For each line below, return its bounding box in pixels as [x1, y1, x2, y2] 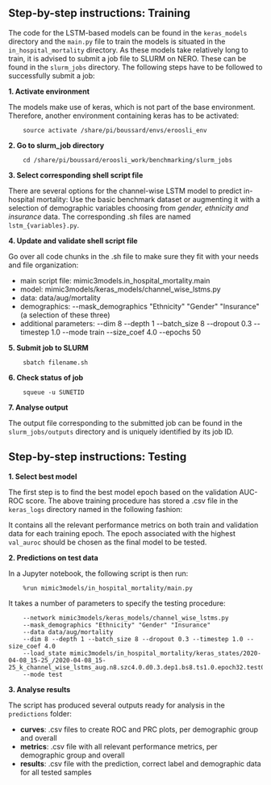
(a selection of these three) [19, 310, 110, 320]
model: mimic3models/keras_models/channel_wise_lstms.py [19, 284, 221, 294]
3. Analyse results [8, 684, 71, 694]
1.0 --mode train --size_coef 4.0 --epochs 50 [51, 327, 202, 337]
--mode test [23, 670, 63, 678]
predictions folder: [8, 708, 73, 718]
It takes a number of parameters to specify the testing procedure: [8, 598, 226, 608]
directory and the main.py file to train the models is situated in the [8, 36, 226, 46]
